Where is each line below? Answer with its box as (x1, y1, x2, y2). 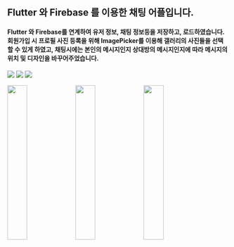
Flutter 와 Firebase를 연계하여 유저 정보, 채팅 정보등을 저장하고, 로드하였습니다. (7, 27, 225, 36)
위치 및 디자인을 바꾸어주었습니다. (7, 53, 99, 62)
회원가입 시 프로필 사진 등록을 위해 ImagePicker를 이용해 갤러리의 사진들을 (7, 36, 211, 44)
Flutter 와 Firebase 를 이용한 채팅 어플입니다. (7, 6, 195, 19)
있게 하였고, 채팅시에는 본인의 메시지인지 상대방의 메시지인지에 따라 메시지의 (21, 45, 228, 53)
